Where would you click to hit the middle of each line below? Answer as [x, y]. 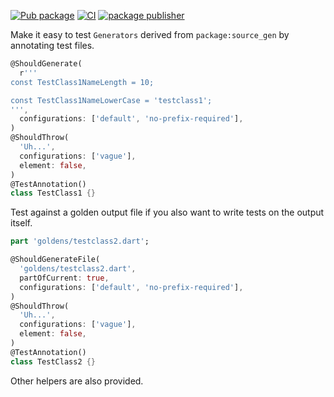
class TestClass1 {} [53, 193]
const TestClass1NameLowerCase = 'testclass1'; [111, 100]
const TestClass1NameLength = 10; [82, 82]
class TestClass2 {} [53, 361]
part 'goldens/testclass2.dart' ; [80, 241]
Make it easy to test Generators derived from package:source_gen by [150, 34]
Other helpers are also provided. [77, 381]
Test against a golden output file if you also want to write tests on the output [167, 212]
